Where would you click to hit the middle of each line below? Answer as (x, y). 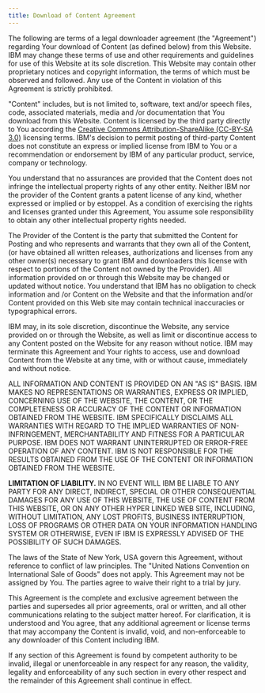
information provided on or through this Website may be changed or (119, 277)
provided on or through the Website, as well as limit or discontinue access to (133, 335)
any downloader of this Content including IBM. (84, 640)
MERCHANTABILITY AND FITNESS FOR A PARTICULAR (154, 434)
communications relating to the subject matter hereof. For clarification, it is (130, 615)
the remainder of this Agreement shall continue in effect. (100, 680)
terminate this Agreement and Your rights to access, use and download (124, 351)
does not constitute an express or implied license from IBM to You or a (123, 146)
